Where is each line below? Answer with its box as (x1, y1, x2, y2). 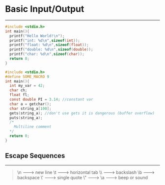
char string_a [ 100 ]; (9, 106, 52, 111)
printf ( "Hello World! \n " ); (9, 33, 65, 38)
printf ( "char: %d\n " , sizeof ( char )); (9, 52, 84, 57)
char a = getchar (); (9, 102, 52, 106)
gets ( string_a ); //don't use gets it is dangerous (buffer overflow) (9, 110, 155, 116)
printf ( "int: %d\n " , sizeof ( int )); (9, 38, 80, 43)
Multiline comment (14, 124, 52, 130)
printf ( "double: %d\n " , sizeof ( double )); (9, 47, 93, 52)
